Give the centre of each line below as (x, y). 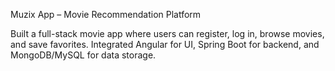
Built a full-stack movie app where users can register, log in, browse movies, (167, 33)
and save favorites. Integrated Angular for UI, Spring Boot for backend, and (165, 44)
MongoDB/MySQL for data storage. (83, 55)
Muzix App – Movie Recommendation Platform (106, 14)
